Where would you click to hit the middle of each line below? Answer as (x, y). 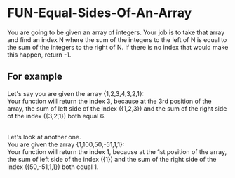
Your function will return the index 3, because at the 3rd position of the (109, 101)
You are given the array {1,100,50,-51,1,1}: (66, 144)
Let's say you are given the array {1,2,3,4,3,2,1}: (76, 93)
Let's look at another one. (44, 137)
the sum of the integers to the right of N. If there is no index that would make (118, 47)
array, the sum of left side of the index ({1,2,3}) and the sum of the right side (117, 108)
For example (35, 77)
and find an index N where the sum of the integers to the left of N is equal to (117, 39)
